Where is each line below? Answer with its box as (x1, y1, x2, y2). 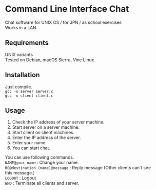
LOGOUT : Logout (5, 175, 37, 181)
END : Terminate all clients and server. (5, 180, 79, 186)
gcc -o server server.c (5, 89, 54, 94)
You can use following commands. (5, 155, 74, 160)
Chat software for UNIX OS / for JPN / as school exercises (5, 19, 122, 25)
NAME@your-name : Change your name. (5, 159, 79, 166)
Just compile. (5, 84, 33, 89)
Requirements (5, 39, 49, 47)
